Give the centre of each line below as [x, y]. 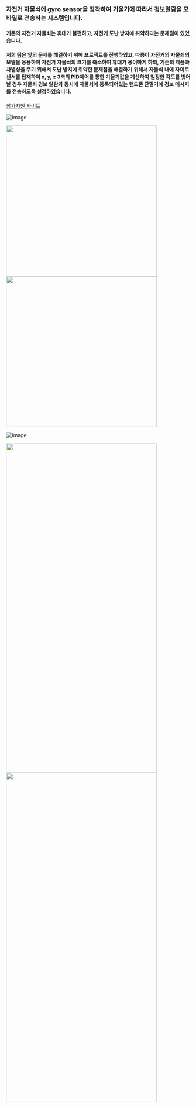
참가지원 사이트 [23, 105]
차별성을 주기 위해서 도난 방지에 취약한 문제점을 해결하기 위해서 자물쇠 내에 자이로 [98, 70]
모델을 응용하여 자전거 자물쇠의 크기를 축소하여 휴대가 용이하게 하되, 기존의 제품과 [98, 62]
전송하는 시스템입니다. [54, 18]
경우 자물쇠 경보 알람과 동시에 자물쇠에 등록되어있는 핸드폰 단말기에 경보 [93, 84]
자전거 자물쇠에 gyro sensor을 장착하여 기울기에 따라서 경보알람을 [94, 9]
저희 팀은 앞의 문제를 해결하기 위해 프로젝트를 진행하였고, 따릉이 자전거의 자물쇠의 [98, 55]
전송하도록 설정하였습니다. [42, 91]
